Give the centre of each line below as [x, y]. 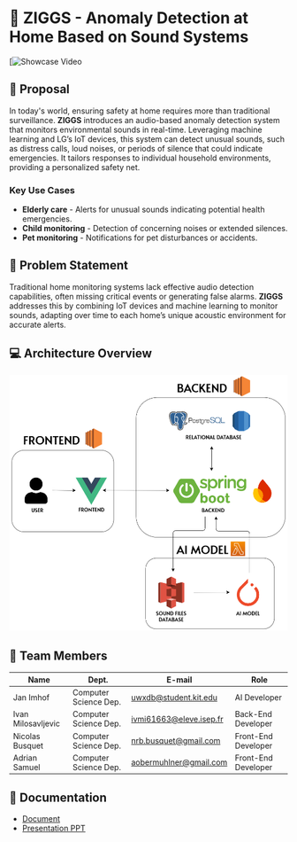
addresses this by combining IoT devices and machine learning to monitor [144, 306]
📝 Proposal [40, 89]
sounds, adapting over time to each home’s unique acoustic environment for [148, 315]
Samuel [27, 767]
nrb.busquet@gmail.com [176, 741]
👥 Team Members [58, 655]
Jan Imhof [31, 697]
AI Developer [259, 697]
